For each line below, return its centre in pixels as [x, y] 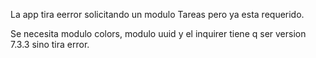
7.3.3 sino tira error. [50, 44]
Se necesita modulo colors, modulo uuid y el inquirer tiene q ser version [158, 33]
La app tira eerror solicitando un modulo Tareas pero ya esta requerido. [157, 14]
